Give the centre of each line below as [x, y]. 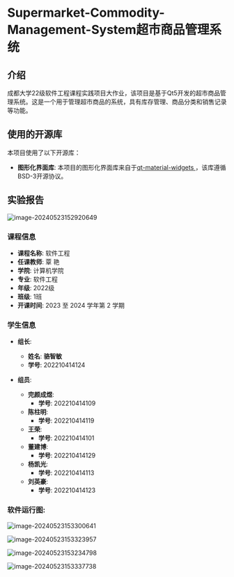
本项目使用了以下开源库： [44, 152]
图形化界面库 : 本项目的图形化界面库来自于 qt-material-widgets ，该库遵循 [122, 167]
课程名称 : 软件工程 [44, 253]
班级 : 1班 [30, 297]
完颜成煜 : [41, 395]
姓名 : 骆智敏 [45, 356]
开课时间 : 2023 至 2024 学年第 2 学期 [71, 305]
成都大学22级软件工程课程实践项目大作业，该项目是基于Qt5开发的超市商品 [114, 93]
